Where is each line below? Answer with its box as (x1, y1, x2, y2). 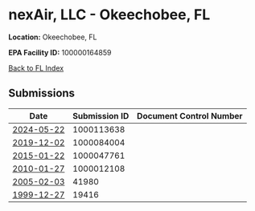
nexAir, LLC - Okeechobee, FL (8, 6, 211, 24)
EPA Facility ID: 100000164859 (8, 47, 112, 57)
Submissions (8, 87, 75, 100)
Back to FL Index (8, 63, 64, 73)
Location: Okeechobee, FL (8, 32, 97, 42)
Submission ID (72, 110, 130, 121)
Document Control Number (136, 110, 243, 121)
